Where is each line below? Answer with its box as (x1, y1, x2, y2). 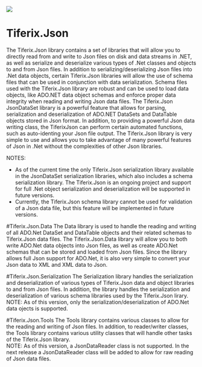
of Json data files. (6, 355, 51, 362)
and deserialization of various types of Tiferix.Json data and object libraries (6, 279, 195, 286)
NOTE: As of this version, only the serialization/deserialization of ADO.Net (6, 298, 189, 305)
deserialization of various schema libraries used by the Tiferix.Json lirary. (6, 292, 189, 299)
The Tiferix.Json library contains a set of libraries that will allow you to (6, 46, 181, 54)
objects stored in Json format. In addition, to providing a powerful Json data (6, 116, 195, 124)
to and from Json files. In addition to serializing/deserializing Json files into (6, 65, 193, 72)
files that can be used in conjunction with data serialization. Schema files (6, 78, 188, 86)
